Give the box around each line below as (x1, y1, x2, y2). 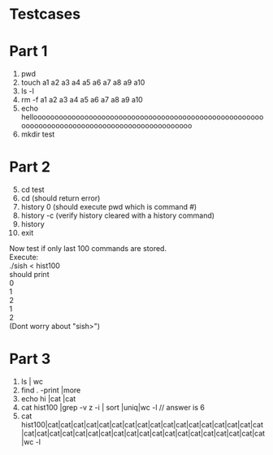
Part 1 (9, 42, 48, 61)
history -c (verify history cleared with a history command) (20, 210, 214, 220)
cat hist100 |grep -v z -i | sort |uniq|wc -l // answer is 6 (20, 403, 206, 412)
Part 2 (9, 158, 51, 176)
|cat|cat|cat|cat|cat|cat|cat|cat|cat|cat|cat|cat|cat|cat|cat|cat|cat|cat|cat (20, 428, 266, 438)
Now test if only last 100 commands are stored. (9, 244, 167, 253)
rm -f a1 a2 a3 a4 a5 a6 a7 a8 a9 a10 (20, 95, 143, 105)
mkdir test (20, 129, 55, 139)
